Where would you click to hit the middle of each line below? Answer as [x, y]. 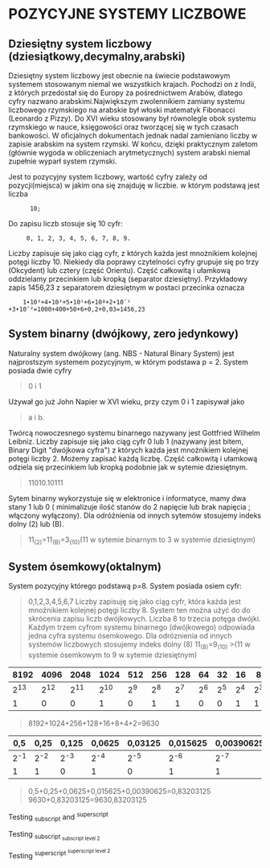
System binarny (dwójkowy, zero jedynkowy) [124, 334]
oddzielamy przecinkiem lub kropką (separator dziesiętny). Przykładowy [128, 279]
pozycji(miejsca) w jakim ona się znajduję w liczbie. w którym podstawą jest [134, 185]
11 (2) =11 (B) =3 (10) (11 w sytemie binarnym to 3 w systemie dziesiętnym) [141, 540]
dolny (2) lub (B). [36, 523]
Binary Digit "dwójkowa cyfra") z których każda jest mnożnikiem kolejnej [128, 450]
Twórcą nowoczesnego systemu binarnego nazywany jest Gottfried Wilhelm [134, 432]
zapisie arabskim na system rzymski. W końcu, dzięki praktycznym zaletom [133, 144]
